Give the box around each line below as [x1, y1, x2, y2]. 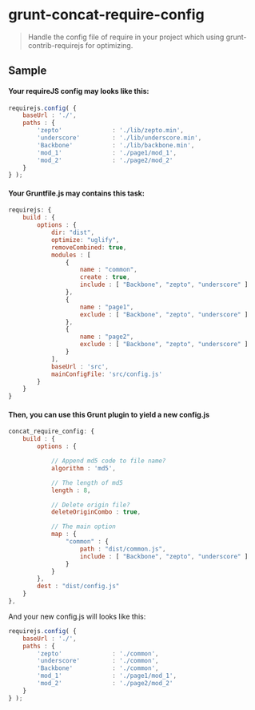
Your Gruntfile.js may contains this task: [8, 188, 145, 198]
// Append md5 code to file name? [50, 457, 166, 466]
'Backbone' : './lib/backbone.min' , [37, 141, 195, 149]
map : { [50, 530, 78, 539]
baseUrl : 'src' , [50, 362, 110, 370]
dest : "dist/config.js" [37, 583, 120, 591]
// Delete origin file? [50, 501, 130, 509]
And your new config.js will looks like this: [8, 611, 146, 621]
